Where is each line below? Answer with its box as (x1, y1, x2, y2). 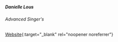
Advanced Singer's (5, 16, 44, 22)
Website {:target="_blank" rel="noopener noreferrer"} (5, 31, 114, 37)
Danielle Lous (5, 4, 34, 10)
